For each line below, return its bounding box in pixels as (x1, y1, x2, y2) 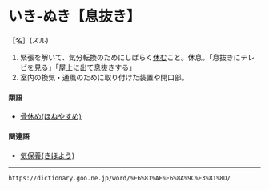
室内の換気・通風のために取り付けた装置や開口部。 (19, 72, 189, 82)
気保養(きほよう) (19, 151, 75, 160)
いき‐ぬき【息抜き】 (8, 7, 142, 26)
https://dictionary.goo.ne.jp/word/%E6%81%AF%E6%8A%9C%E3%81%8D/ (8, 174, 231, 183)
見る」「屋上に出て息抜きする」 (34, 62, 136, 72)
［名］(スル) (8, 35, 50, 45)
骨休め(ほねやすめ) (19, 111, 82, 121)
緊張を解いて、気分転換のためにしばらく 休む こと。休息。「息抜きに (19, 52, 241, 62)
